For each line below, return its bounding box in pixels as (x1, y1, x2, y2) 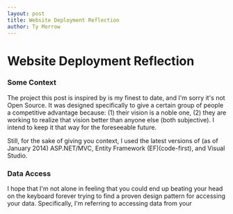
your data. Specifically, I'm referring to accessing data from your (7, 199, 193, 208)
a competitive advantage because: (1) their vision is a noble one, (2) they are (7, 108, 227, 117)
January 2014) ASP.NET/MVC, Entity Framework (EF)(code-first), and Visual (7, 144, 225, 152)
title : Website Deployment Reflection (7, 17, 120, 24)
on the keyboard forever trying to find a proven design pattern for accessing (7, 192, 226, 200)
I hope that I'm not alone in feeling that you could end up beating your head (7, 185, 223, 193)
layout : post (7, 10, 45, 17)
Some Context (7, 78, 57, 88)
